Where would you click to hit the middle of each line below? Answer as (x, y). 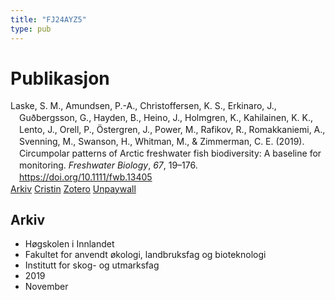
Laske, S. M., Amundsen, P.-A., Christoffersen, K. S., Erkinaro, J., (143, 106)
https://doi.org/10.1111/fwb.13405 (86, 177)
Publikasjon (60, 78)
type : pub (31, 29)
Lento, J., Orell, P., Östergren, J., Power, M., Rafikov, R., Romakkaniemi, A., (172, 130)
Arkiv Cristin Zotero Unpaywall (73, 188)
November (46, 287)
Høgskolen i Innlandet (69, 244)
